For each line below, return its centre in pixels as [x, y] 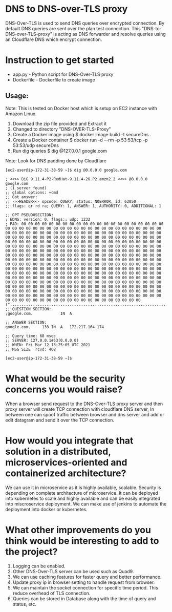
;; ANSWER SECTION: [26, 322]
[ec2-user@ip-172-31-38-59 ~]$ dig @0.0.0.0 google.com [66, 170]
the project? [31, 552]
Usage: [17, 96]
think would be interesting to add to [82, 541]
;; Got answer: [21, 197]
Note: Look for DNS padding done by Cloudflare [56, 161]
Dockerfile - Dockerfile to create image [54, 79]
